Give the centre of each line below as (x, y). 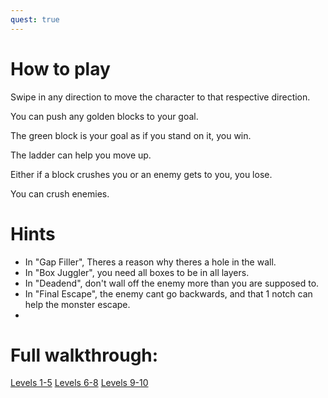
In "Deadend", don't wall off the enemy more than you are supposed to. (172, 283)
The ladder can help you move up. (81, 155)
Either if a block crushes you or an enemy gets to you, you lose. (141, 174)
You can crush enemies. (60, 193)
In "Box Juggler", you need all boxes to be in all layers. (137, 272)
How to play (60, 68)
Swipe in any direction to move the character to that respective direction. (160, 97)
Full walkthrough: (84, 355)
